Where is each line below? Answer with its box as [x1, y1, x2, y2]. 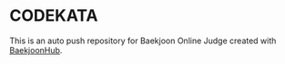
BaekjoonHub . [9, 44, 63, 55]
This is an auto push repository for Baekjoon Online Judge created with [9, 35, 277, 46]
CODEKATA [9, 5, 98, 26]
